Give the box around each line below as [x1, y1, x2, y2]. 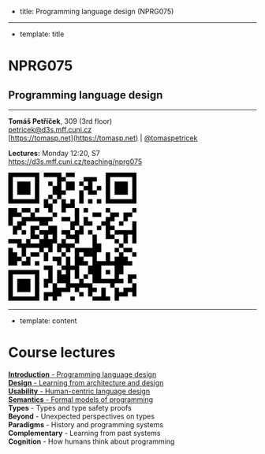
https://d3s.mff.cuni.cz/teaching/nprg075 [8, 157, 143, 166]
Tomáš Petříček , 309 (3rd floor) [8, 117, 113, 125]
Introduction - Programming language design [8, 370, 157, 379]
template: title [19, 29, 65, 39]
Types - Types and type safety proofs [8, 403, 132, 412]
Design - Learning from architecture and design [8, 378, 164, 387]
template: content [19, 316, 77, 326]
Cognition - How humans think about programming [8, 437, 175, 446]
